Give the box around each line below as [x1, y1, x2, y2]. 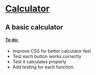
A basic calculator [5, 23, 63, 31]
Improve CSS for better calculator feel [12, 48, 91, 54]
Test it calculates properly [12, 58, 67, 64]
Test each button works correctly [12, 53, 81, 59]
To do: [5, 37, 19, 43]
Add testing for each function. [12, 63, 75, 70]
